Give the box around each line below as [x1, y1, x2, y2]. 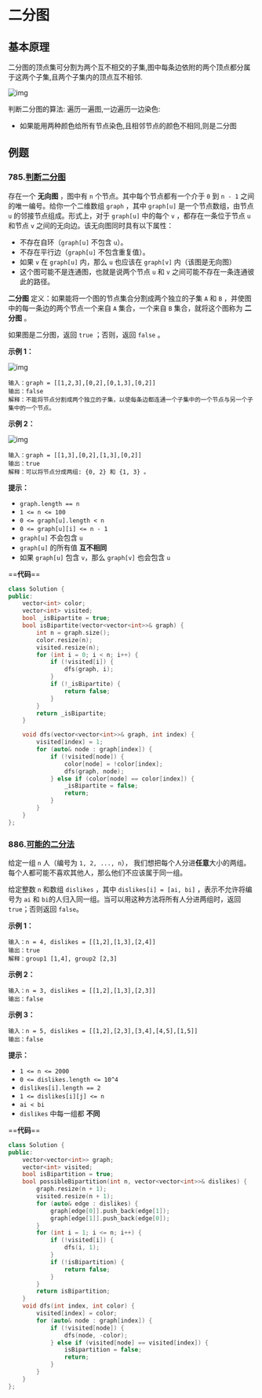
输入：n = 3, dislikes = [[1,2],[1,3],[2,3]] [8, 987, 156, 994]
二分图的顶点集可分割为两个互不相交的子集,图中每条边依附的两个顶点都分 [8, 63, 245, 72]
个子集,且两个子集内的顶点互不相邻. [28, 72, 144, 82]
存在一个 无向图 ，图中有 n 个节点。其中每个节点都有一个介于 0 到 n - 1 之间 [8, 191, 255, 201]
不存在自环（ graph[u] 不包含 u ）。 [19, 237, 128, 247]
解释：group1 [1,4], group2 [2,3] [8, 954, 118, 963]
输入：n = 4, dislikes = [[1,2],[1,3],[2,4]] [8, 938, 156, 946]
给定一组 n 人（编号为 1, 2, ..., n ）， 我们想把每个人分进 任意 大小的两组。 [8, 858, 251, 867]
